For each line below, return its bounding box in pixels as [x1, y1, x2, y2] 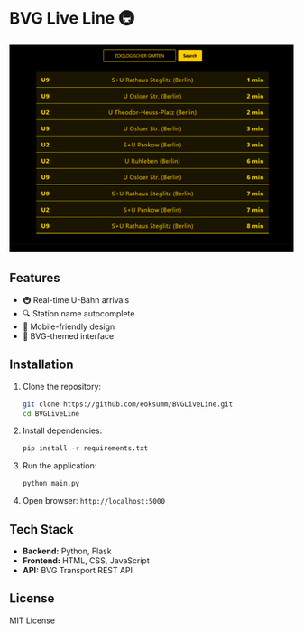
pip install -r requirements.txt [22, 444, 149, 453]
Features [9, 269, 60, 286]
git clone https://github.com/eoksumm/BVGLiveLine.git [22, 400, 234, 409]
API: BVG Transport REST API [22, 565, 133, 576]
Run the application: [22, 460, 97, 471]
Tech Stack [9, 522, 74, 537]
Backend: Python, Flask [22, 545, 112, 557]
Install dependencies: [22, 425, 103, 436]
